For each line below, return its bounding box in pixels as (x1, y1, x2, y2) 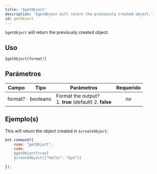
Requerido (116, 84, 141, 91)
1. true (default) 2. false (56, 98, 112, 105)
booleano (30, 95, 52, 102)
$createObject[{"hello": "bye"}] (14, 156, 82, 160)
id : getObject (5, 16, 34, 21)
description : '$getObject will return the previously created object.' (5, 12, 153, 17)
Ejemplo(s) (5, 115, 39, 123)
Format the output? (56, 92, 100, 99)
